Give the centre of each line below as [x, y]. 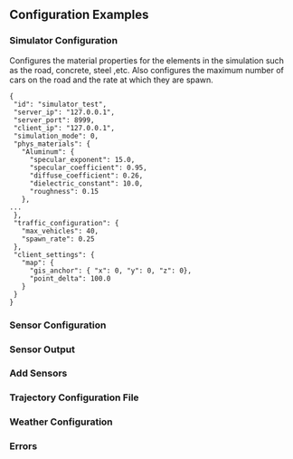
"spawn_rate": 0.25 [58, 239]
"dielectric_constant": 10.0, [86, 183]
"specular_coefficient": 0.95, [88, 167]
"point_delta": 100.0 [70, 278]
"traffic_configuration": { [66, 223]
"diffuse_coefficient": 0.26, [86, 176]
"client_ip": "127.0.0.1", [64, 128]
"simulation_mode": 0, [56, 136]
